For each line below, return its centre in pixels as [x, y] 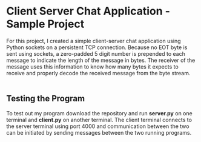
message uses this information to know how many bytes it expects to [92, 66]
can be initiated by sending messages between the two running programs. [99, 132]
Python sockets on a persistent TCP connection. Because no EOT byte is [97, 47]
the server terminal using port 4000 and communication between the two [98, 126]
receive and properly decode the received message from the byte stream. [98, 73]
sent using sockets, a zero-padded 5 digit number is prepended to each [96, 53]
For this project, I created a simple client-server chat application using [94, 41]
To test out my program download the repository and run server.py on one [99, 113]
